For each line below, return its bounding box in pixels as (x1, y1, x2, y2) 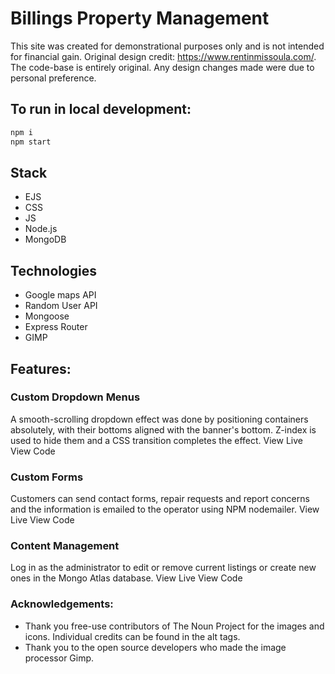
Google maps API (24, 289, 97, 301)
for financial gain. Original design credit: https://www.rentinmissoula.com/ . (10, 50, 317, 62)
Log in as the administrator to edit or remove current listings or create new (10, 562, 317, 574)
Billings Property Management (10, 7, 270, 30)
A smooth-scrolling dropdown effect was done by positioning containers (10, 413, 309, 425)
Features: (10, 360, 72, 377)
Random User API (24, 300, 98, 312)
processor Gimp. (24, 652, 95, 664)
